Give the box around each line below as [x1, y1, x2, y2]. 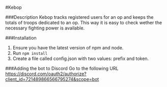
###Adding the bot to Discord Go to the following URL [5, 66, 119, 71]
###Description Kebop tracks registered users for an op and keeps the [5, 14, 154, 20]
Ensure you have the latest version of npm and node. [12, 45, 124, 50]
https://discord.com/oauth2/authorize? [5, 71, 87, 77]
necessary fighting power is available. [5, 25, 85, 31]
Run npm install [12, 50, 48, 56]
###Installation [5, 35, 37, 41]
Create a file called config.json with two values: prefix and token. [12, 55, 149, 62]
